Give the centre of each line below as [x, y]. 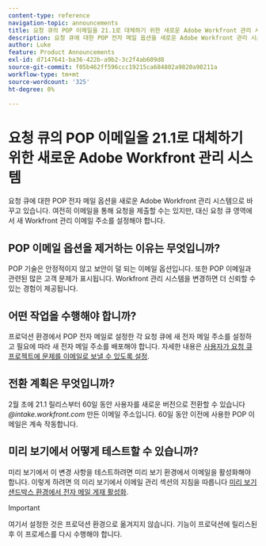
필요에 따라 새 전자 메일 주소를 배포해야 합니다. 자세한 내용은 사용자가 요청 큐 [135, 346]
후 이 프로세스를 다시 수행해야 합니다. [65, 534]
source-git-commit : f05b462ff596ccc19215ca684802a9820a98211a [113, 67]
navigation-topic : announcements [63, 23]
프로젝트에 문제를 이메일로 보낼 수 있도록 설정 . [79, 356]
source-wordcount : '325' [49, 82]
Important [24, 507]
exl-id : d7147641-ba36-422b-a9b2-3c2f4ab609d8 [86, 60]
